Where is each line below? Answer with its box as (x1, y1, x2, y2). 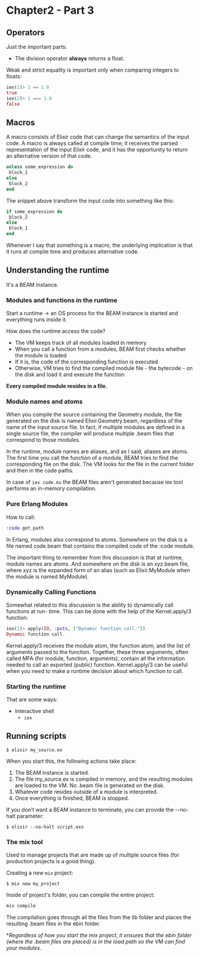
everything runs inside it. (6, 316, 67, 323)
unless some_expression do (6, 164, 73, 170)
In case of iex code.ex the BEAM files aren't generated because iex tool (6, 479, 183, 486)
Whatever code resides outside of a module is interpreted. (14, 788, 158, 795)
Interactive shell (14, 707, 54, 714)
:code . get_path (6, 525, 44, 531)
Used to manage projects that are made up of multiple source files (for (6, 851, 180, 858)
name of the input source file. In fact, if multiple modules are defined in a (6, 424, 185, 431)
